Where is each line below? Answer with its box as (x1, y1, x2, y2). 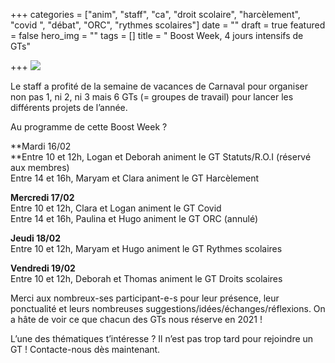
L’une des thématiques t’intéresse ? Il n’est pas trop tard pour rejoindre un (10, 333, 314, 344)
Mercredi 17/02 (10, 192, 75, 203)
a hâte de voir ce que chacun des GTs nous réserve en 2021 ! (10, 314, 263, 325)
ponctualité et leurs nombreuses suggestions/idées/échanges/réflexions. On (10, 303, 326, 314)
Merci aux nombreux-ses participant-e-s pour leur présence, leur (10, 292, 280, 304)
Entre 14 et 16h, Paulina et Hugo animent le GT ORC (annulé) (10, 213, 258, 224)
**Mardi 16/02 (10, 140, 72, 152)
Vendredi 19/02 (10, 262, 76, 274)
